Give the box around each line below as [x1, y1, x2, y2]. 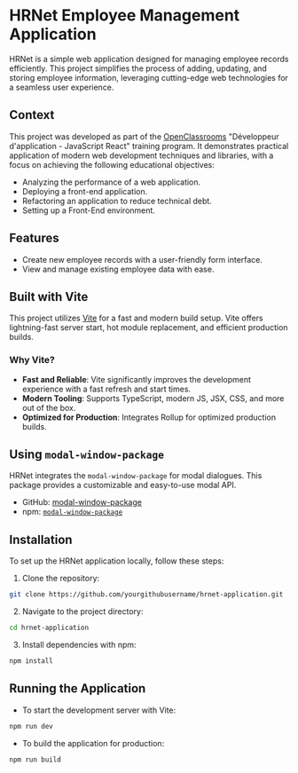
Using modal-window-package [9, 447, 164, 462]
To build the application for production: [21, 738, 165, 748]
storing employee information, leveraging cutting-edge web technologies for [9, 72, 288, 83]
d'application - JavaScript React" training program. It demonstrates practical [9, 140, 289, 151]
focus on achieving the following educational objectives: [9, 159, 216, 170]
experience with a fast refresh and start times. [21, 383, 192, 394]
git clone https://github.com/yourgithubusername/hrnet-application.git [9, 590, 284, 599]
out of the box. [21, 402, 76, 413]
